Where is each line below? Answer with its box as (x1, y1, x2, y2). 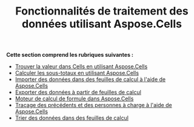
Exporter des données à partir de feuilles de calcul (15, 89, 141, 96)
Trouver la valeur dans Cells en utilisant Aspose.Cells (15, 63, 148, 70)
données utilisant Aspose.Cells (22, 17, 182, 31)
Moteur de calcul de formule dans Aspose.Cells (15, 95, 134, 102)
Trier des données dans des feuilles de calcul (15, 114, 129, 122)
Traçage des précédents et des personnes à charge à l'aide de (15, 102, 172, 109)
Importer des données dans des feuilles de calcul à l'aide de (15, 76, 166, 83)
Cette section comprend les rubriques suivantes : (6, 51, 133, 59)
